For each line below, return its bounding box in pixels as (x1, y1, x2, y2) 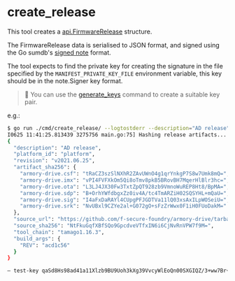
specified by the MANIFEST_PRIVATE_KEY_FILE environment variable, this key (7, 69, 222, 78)
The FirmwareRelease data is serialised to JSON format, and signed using (7, 41, 220, 49)
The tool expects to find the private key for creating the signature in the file (7, 62, 224, 70)
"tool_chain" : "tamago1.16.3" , (13, 229, 105, 236)
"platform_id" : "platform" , (13, 151, 96, 158)
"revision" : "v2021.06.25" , (13, 157, 96, 164)
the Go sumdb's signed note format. (7, 48, 112, 57)
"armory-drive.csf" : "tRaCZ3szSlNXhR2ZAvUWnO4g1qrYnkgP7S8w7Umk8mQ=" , (20, 171, 230, 178)
